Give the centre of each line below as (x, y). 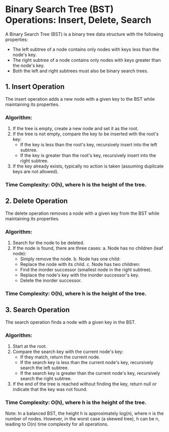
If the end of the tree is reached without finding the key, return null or (85, 384)
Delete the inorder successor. (51, 281)
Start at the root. (30, 346)
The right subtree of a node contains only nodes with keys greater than (87, 60)
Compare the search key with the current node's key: (68, 352)
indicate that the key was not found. (50, 389)
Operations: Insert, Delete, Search (78, 20)
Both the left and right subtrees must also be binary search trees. (80, 71)
